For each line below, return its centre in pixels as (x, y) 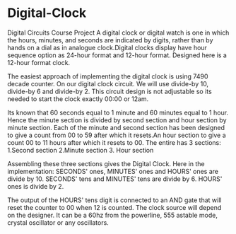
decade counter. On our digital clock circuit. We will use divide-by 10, (108, 83)
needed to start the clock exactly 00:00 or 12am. (78, 99)
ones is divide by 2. (36, 186)
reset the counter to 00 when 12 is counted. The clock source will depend (114, 207)
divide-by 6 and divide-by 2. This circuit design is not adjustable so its (110, 91)
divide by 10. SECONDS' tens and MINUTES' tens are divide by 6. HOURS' (115, 179)
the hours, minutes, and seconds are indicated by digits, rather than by (110, 40)
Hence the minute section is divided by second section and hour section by (117, 120)
